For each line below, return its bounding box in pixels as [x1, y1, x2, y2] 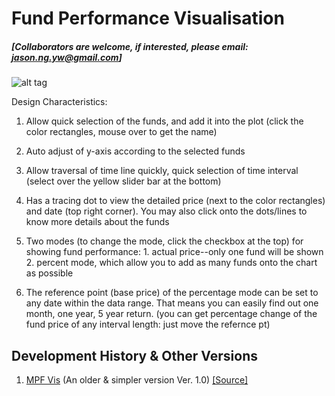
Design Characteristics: [11, 96, 108, 108]
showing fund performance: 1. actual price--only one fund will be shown [25, 246, 324, 258]
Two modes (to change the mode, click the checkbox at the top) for [25, 235, 304, 247]
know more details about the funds [25, 216, 170, 228]
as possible [25, 267, 74, 279]
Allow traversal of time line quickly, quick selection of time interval [25, 165, 299, 177]
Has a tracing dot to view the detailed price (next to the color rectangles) [25, 195, 326, 207]
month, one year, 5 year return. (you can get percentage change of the [25, 308, 318, 320]
